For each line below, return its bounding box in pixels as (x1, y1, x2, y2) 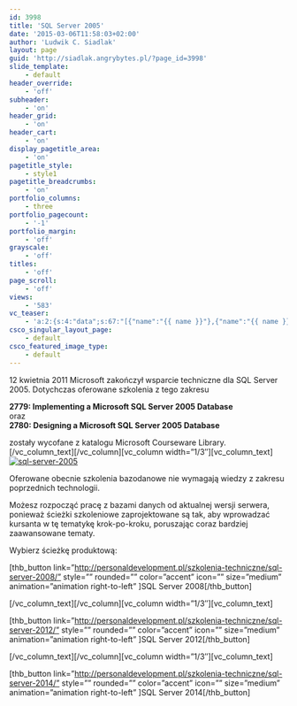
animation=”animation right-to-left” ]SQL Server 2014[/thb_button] (9, 687, 251, 697)
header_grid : (9, 111, 57, 120)
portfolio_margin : (9, 226, 77, 235)
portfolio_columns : (9, 194, 81, 203)
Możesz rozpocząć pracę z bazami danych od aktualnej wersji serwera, (9, 499, 270, 510)
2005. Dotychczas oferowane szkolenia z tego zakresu (9, 384, 209, 395)
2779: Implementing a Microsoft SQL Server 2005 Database (9, 401, 233, 411)
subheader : (9, 95, 49, 104)
